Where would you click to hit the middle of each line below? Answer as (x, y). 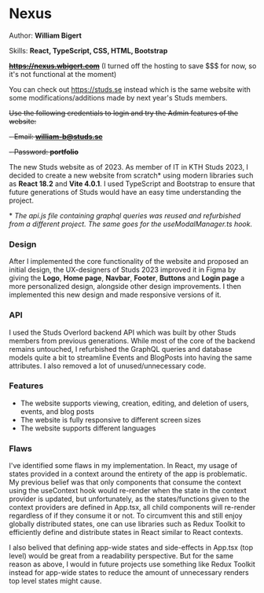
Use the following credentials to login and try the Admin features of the (124, 113)
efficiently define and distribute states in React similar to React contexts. (126, 533)
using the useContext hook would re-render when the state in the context (128, 491)
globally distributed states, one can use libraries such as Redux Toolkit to (127, 524)
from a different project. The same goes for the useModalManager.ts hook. (131, 224)
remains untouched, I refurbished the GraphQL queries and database (121, 349)
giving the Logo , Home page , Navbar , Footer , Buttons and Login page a (127, 278)
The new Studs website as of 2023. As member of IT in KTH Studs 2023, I (128, 167)
